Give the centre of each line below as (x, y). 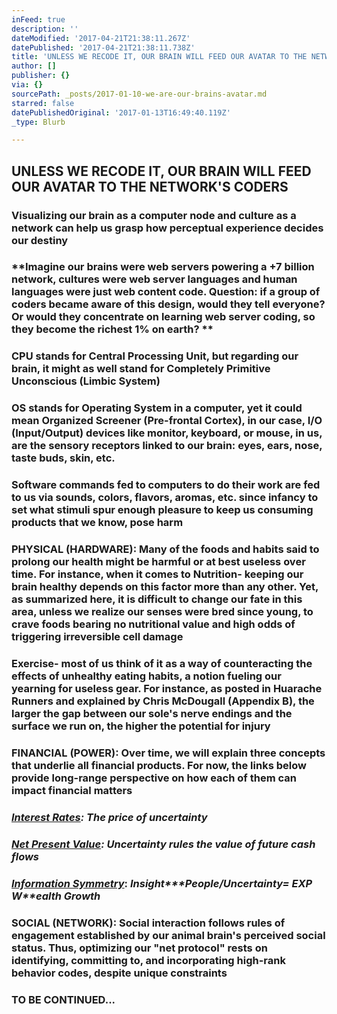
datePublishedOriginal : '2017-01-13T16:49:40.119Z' (121, 112)
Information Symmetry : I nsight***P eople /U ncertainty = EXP (162, 883)
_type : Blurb (38, 122)
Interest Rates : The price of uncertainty (109, 817)
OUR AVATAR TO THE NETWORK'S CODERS (150, 186)
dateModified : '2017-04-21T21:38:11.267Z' (101, 38)
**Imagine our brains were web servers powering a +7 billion (163, 267)
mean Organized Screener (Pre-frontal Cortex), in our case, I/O (167, 421)
